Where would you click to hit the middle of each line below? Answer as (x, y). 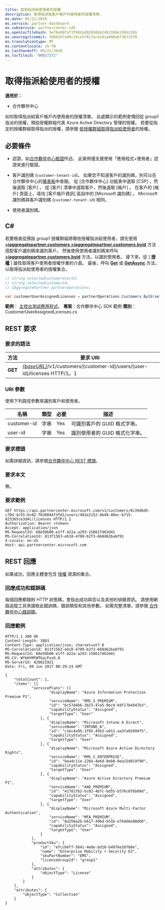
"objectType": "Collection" (51, 894)
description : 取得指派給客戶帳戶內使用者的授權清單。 (54, 14)
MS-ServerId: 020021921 (29, 662)
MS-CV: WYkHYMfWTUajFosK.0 (33, 658)
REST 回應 (21, 561)
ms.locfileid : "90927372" (31, 55)
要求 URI (90, 358)
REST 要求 (21, 328)
